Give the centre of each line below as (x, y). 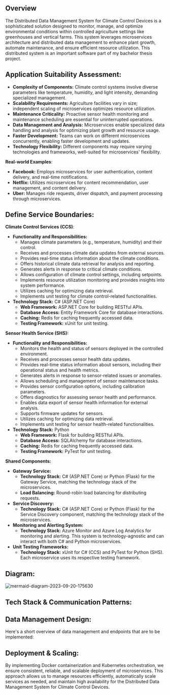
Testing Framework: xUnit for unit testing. (64, 324)
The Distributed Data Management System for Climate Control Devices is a (83, 20)
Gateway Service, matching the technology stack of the (78, 482)
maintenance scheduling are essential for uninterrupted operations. (83, 119)
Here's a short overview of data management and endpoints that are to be (83, 632)
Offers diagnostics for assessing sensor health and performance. (88, 397)
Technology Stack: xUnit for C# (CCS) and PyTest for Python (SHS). (92, 552)
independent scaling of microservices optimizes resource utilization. (84, 109)
